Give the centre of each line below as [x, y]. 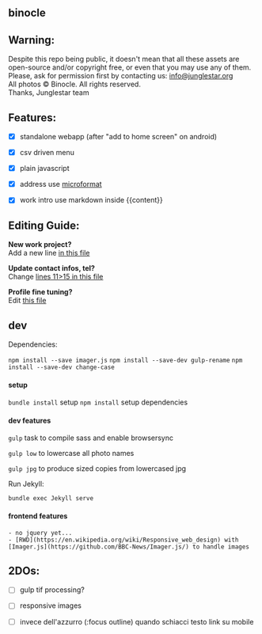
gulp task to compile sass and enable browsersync [91, 438]
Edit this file [27, 301]
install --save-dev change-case [61, 367]
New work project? [40, 245]
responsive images [50, 606]
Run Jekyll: [27, 484]
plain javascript [44, 169]
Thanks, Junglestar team [49, 93]
